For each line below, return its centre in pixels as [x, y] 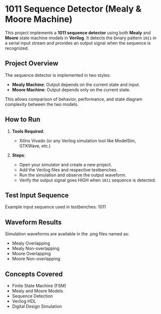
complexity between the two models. [42, 104]
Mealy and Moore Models [37, 291]
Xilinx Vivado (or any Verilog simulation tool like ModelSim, [78, 140]
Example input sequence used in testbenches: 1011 [56, 207]
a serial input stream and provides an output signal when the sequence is [78, 43]
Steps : [19, 155]
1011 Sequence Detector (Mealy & [73, 9]
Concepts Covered [34, 274]
